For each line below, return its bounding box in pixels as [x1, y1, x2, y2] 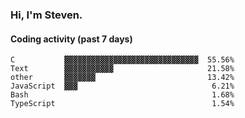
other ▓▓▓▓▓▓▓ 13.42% [10, 73, 235, 83]
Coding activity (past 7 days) [10, 33, 133, 45]
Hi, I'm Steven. [10, 8, 83, 22]
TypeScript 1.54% [10, 99, 235, 109]
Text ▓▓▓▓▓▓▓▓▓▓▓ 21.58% [10, 64, 235, 74]
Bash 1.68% [10, 90, 235, 100]
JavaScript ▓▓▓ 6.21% [10, 81, 235, 92]
